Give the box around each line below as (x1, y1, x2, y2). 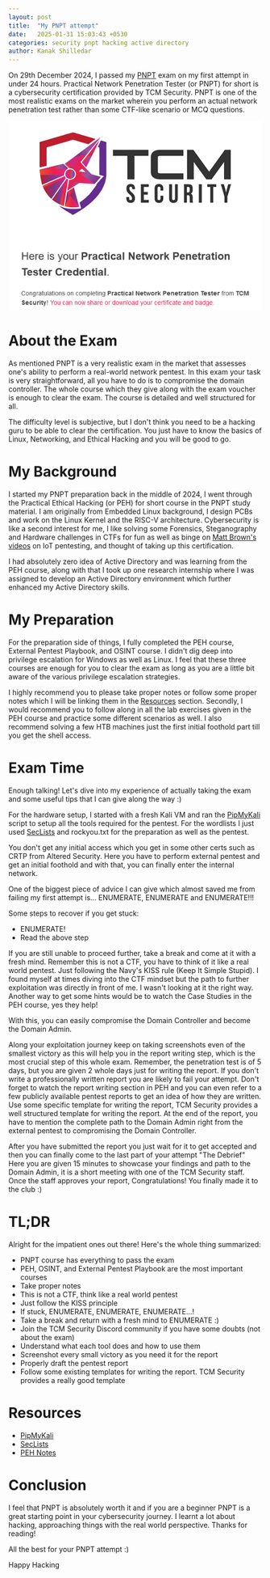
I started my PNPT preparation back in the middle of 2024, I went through (8, 489, 252, 499)
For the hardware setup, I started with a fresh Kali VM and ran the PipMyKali (8, 810, 260, 819)
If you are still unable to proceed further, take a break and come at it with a (8, 948, 256, 958)
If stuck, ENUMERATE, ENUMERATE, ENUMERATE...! (19, 1306, 195, 1316)
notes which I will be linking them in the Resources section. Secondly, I (8, 696, 243, 705)
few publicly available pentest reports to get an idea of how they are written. (8, 1091, 262, 1101)
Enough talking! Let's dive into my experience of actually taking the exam (8, 785, 251, 795)
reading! (8, 1529, 36, 1538)
